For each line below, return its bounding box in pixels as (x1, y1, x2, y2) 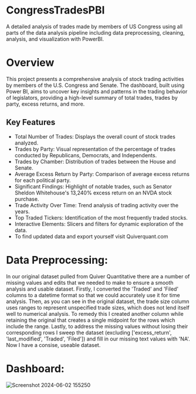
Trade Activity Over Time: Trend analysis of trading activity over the (14, 201, 179, 208)
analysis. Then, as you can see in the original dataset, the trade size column (6, 298, 190, 305)
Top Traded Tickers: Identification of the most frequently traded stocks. (14, 214, 188, 221)
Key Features (6, 117, 56, 127)
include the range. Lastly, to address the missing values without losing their (6, 322, 188, 329)
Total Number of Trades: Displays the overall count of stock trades (14, 133, 176, 140)
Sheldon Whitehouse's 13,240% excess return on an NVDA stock (14, 189, 172, 196)
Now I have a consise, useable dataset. (6, 341, 101, 348)
